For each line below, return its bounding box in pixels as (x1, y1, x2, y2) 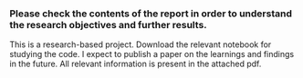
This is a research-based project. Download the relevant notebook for (9, 39, 272, 50)
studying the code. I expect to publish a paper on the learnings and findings (9, 49, 295, 60)
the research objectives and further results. (9, 18, 207, 31)
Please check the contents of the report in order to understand (9, 7, 292, 20)
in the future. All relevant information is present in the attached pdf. (9, 58, 262, 70)
